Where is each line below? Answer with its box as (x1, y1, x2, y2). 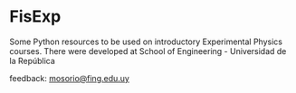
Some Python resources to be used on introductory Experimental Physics (9, 36, 283, 47)
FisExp (9, 6, 62, 27)
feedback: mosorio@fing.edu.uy (9, 72, 129, 83)
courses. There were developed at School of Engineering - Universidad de (9, 45, 287, 56)
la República (9, 55, 56, 66)
